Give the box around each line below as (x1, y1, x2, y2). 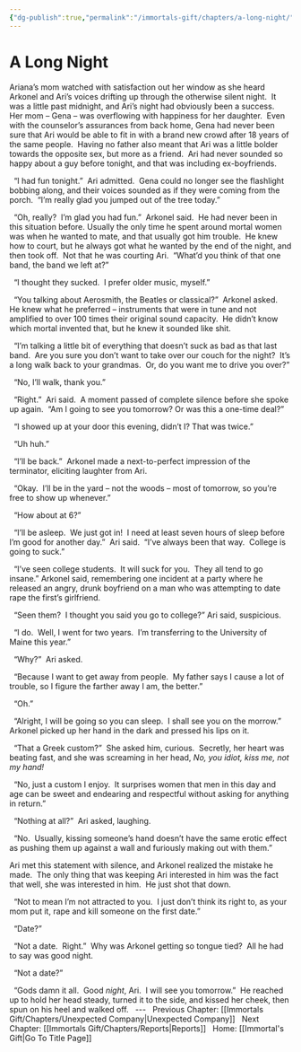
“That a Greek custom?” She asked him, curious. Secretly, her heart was (13, 742, 285, 753)
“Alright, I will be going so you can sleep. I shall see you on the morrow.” (13, 715, 282, 726)
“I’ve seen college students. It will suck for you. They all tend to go (13, 563, 263, 574)
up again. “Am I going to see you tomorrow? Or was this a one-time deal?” (9, 403, 285, 414)
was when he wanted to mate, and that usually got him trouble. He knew (9, 231, 279, 241)
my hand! (9, 761, 45, 772)
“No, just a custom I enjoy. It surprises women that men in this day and (13, 778, 276, 790)
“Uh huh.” (13, 438, 49, 449)
